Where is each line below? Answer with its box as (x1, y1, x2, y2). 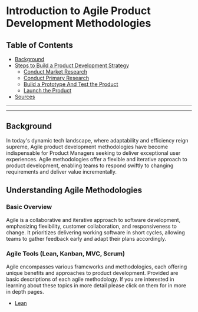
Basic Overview (6, 203, 52, 211)
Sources (14, 93, 35, 100)
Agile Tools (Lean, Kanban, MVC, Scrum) (6, 250, 126, 258)
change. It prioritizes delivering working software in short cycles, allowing (6, 228, 186, 236)
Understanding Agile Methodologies (6, 185, 143, 195)
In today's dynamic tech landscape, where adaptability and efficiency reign (6, 137, 189, 144)
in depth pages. (6, 288, 44, 295)
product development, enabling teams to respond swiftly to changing (6, 162, 174, 169)
